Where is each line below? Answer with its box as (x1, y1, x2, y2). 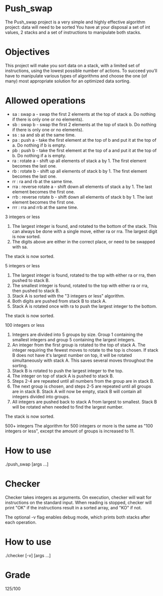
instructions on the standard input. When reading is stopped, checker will (5, 500, 152, 505)
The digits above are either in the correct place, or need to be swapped (12, 239, 155, 244)
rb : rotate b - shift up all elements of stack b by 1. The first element (12, 168, 147, 174)
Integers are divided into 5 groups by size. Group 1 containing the (12, 332, 144, 337)
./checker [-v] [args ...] (5, 552, 51, 558)
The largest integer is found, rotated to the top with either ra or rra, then (12, 272, 156, 278)
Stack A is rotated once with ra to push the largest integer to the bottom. (12, 303, 157, 309)
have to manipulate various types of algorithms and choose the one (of (5, 73, 147, 78)
